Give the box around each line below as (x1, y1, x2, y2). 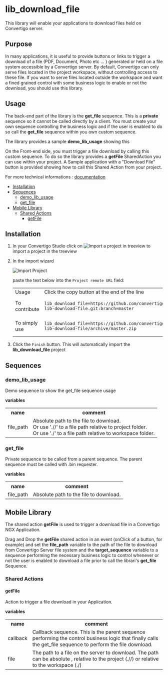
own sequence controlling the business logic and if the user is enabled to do (5, 123, 162, 129)
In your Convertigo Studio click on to (12, 243, 151, 249)
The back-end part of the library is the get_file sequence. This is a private (5, 112, 158, 118)
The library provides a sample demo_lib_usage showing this (5, 138, 130, 144)
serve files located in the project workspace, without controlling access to (5, 69, 157, 75)
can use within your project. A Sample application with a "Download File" (5, 158, 155, 164)
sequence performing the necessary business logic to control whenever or (5, 552, 159, 558)
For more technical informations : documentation (5, 173, 106, 179)
